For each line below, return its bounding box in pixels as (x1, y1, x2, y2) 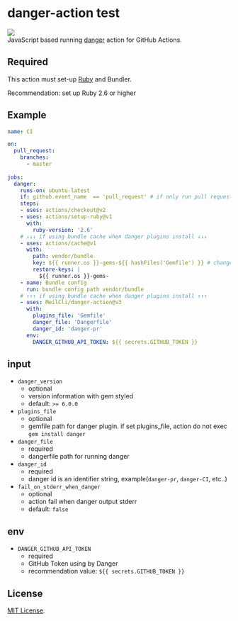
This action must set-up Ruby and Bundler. (7, 74, 132, 83)
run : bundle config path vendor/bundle (25, 286, 144, 293)
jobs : (7, 174, 23, 181)
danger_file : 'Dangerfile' (33, 319, 113, 326)
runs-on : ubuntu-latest (20, 186, 91, 194)
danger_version (17, 378, 63, 386)
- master (25, 161, 52, 168)
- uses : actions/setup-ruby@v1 (20, 213, 113, 220)
